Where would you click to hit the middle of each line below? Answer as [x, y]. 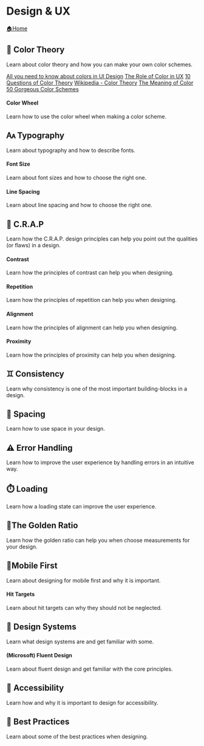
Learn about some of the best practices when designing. [77, 736]
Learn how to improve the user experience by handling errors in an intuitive [100, 462]
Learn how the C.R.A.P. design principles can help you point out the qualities [102, 239]
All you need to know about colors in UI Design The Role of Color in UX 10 [99, 76]
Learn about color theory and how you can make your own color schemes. [100, 64]
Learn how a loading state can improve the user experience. [81, 507]
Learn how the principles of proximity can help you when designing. [91, 355]
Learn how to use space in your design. [56, 429]
